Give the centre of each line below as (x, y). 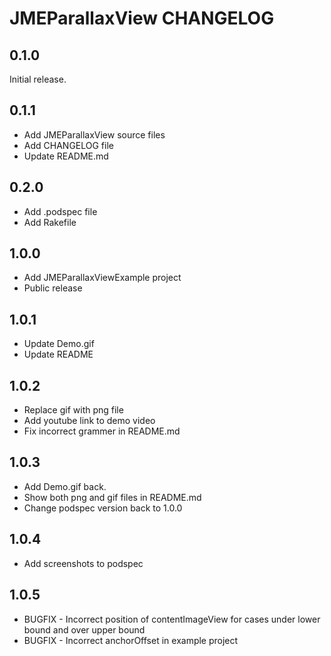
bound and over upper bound (84, 629)
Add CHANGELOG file (68, 145)
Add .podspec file (60, 211)
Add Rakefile (50, 222)
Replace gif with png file (73, 410)
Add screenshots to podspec (83, 563)
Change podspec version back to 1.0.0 (103, 508)
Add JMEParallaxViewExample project (102, 278)
